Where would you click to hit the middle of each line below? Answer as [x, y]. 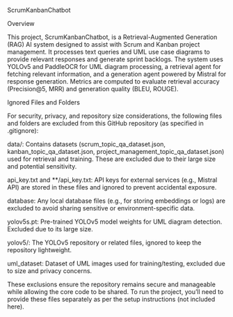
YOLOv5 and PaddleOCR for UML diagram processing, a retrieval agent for [114, 67]
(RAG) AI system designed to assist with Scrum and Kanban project [104, 44]
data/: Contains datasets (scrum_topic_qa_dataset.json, [86, 144]
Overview [21, 23]
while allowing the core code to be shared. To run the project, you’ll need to [115, 292]
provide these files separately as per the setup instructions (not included [111, 299]
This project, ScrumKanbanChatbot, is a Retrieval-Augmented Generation [112, 37]
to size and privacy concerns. [50, 271]
